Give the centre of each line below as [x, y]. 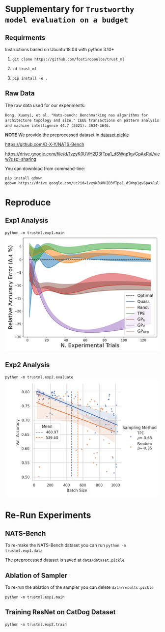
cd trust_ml [24, 69]
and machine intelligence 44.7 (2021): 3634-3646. [58, 126]
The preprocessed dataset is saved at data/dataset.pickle [65, 560]
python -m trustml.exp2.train [36, 624]
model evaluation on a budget [67, 20]
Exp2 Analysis [27, 365]
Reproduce [28, 202]
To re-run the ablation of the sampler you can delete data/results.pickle [79, 587]
